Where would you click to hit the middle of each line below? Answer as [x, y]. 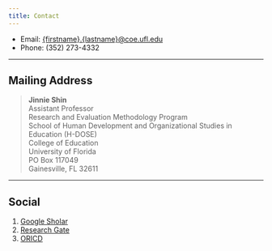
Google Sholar [44, 221]
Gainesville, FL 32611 [63, 169]
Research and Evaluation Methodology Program [108, 117]
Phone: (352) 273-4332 [59, 47]
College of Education [63, 143]
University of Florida [62, 151]
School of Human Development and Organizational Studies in [130, 125]
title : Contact [34, 16]
